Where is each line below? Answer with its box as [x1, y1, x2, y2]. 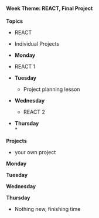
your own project [14, 149, 56, 156]
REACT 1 [14, 63, 36, 70]
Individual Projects [14, 40, 60, 47]
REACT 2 [23, 108, 45, 115]
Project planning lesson [23, 86, 80, 93]
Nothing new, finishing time [14, 206, 81, 213]
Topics [6, 18, 23, 25]
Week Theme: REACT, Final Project [6, 5, 93, 12]
